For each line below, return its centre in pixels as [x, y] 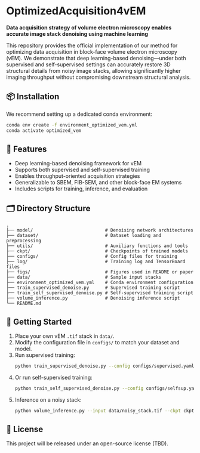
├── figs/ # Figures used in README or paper [100, 272]
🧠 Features [27, 149]
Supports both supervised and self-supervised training [82, 170]
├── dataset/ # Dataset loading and [84, 236]
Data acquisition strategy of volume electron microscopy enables [89, 27]
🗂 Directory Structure [48, 208]
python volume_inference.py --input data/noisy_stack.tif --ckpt [98, 411]
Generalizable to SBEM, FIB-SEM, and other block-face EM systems [98, 183]
